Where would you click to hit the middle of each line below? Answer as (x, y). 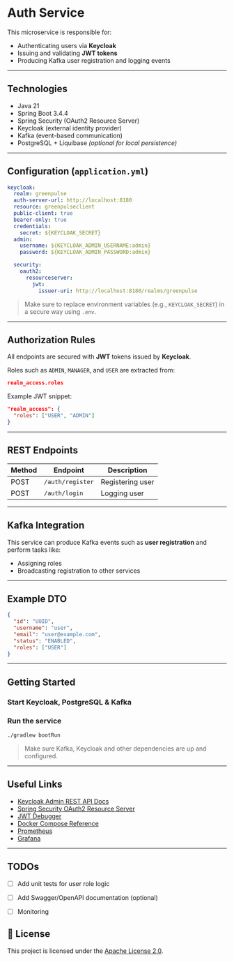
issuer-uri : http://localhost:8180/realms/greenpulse (118, 291)
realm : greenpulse (40, 194)
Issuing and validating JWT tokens (67, 53)
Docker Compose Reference (58, 823)
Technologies (38, 89)
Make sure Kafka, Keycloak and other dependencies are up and (115, 749)
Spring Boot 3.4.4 (42, 113)
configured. (41, 756)
